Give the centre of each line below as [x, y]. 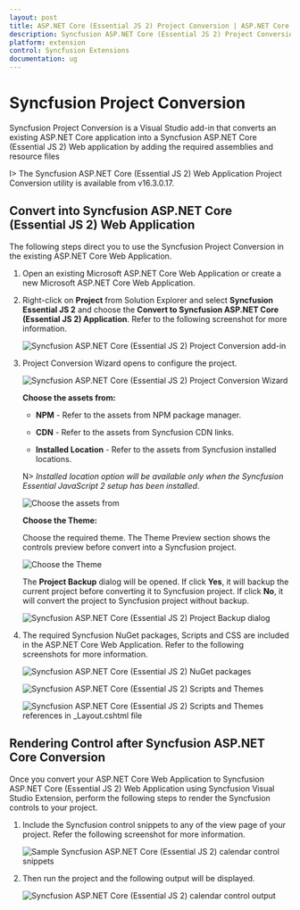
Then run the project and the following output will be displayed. [138, 878]
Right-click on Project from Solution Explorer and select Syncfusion [148, 300]
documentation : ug [43, 59]
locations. [54, 459]
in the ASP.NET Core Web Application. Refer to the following [133, 644]
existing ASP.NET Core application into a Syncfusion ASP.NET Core [133, 137]
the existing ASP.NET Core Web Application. [91, 256]
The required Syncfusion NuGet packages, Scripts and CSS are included [156, 635]
